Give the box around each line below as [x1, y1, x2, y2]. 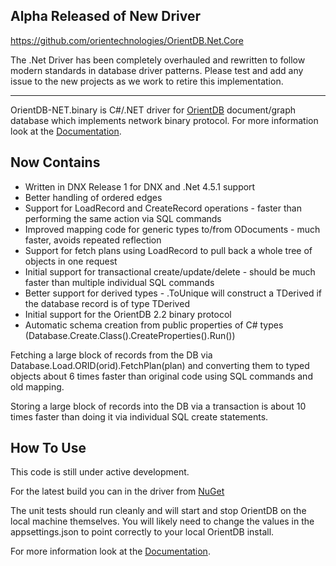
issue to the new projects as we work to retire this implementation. [10, 75, 284, 87]
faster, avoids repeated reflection [24, 234, 162, 246]
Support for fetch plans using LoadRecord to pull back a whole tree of [24, 244, 313, 256]
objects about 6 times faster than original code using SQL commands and [10, 370, 313, 382]
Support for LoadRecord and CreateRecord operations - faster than [24, 202, 302, 214]
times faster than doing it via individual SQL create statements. [10, 410, 269, 423]
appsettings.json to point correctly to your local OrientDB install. [10, 526, 275, 538]
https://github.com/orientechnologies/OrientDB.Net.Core [10, 34, 244, 46]
